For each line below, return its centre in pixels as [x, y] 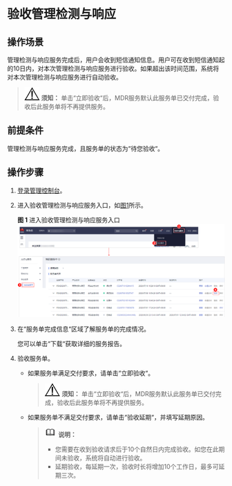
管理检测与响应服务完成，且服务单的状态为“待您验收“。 [86, 148]
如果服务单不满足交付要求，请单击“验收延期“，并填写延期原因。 [118, 417]
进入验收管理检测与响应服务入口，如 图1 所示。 [82, 205]
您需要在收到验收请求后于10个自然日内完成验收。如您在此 [137, 449]
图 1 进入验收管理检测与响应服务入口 [69, 219]
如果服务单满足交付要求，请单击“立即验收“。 [90, 373]
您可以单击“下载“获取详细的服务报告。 [71, 343]
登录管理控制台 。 [41, 190]
